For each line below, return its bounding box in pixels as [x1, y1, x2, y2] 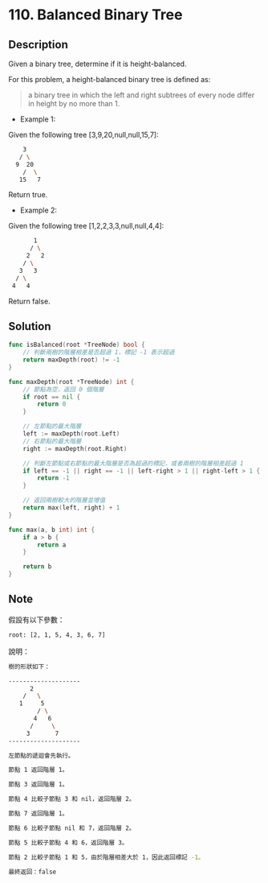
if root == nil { [22, 393, 81, 401]
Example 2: [19, 205, 58, 215]
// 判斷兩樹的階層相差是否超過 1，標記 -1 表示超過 [22, 349, 175, 357]
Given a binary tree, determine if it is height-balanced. [8, 59, 187, 68]
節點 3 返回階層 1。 [8, 781, 69, 789]
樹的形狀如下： [8, 662, 51, 671]
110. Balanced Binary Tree [8, 6, 183, 24]
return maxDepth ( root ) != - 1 [22, 356, 120, 364]
